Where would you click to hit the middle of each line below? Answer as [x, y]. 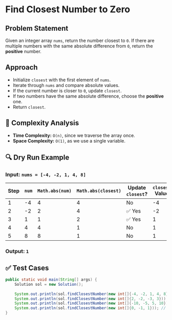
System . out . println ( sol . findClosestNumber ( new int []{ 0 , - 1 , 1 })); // [90, 308]
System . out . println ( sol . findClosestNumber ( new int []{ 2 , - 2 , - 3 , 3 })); [91, 299]
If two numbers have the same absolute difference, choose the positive [88, 96]
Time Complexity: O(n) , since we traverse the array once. [74, 135]
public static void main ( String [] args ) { [51, 280]
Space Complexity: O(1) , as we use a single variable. [69, 141]
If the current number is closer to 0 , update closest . [67, 90]
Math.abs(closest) [99, 191]
